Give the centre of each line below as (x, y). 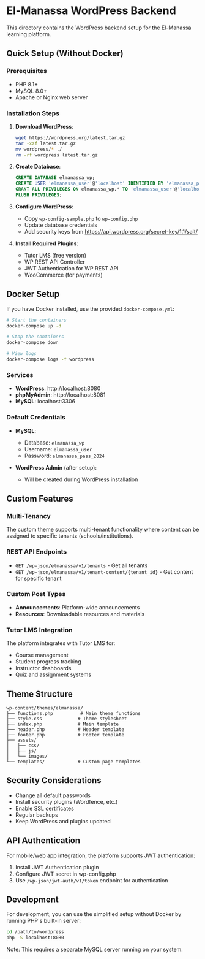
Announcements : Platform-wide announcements (77, 607)
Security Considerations (54, 780)
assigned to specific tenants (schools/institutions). (70, 536)
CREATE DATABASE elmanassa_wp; (55, 178)
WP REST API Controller (54, 262)
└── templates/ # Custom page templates (73, 762)
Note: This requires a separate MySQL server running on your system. (95, 949)
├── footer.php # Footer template (65, 735)
